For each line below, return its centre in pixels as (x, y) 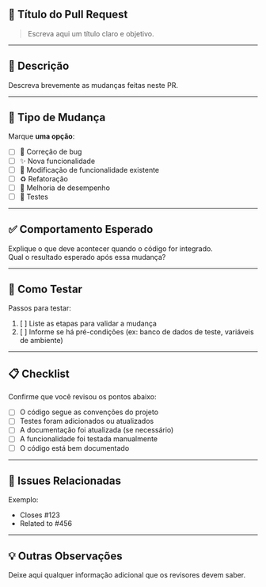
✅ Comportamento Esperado (81, 229)
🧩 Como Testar (46, 290)
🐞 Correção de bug (51, 152)
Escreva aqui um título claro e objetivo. (91, 33)
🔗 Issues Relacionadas (65, 480)
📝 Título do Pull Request (68, 15)
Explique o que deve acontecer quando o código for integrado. (111, 248)
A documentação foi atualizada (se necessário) (97, 430)
